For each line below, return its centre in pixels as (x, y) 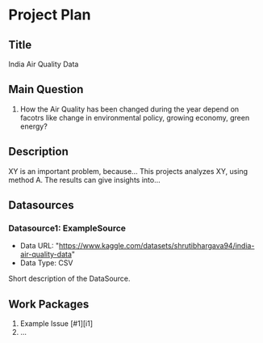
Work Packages (49, 304)
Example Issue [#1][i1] (56, 324)
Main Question (46, 89)
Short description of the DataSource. (69, 279)
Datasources (41, 205)
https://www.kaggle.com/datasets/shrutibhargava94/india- (157, 246)
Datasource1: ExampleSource (67, 228)
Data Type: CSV (46, 263)
